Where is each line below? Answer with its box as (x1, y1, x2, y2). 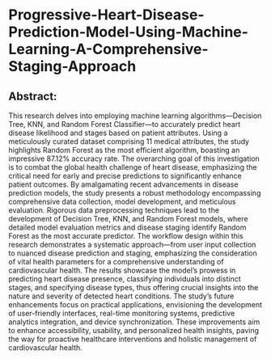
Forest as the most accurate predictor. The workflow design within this (8, 231, 244, 240)
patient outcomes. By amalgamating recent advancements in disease (8, 179, 239, 189)
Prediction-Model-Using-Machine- (8, 23, 249, 41)
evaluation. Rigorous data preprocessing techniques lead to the (8, 205, 220, 215)
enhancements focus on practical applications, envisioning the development (8, 300, 263, 309)
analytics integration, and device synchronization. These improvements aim (8, 317, 260, 327)
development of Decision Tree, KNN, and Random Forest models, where (8, 214, 248, 223)
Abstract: (8, 89, 57, 103)
